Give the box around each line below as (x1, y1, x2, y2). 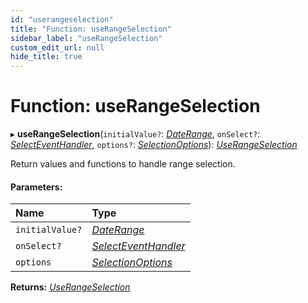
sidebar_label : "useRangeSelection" (10, 33, 163, 43)
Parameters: (10, 181, 63, 193)
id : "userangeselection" (10, 14, 114, 25)
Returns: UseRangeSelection (10, 281, 131, 293)
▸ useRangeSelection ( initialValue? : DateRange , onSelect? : (10, 128, 261, 140)
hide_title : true (10, 52, 83, 62)
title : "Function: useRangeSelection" (10, 24, 172, 34)
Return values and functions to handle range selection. (10, 158, 236, 170)
